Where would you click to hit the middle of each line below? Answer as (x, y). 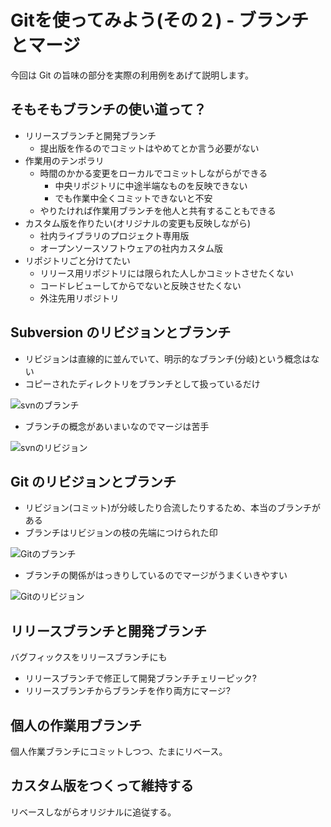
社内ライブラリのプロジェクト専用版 (114, 235)
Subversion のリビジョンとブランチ (121, 332)
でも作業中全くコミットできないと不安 (133, 198)
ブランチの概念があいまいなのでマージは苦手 (117, 426)
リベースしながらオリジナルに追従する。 (93, 812)
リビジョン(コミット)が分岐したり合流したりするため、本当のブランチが (173, 508)
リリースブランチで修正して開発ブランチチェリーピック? (140, 678)
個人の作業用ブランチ (76, 725)
